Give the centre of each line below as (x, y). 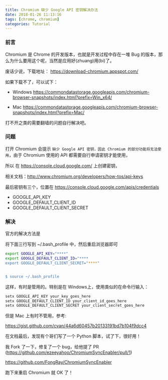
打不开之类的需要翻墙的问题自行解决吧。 (47, 122)
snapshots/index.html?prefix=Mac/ (48, 112)
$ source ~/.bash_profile (32, 277)
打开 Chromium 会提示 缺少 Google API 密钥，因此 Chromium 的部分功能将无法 (81, 149)
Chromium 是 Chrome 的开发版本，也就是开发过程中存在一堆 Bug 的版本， (82, 54)
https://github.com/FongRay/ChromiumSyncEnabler (58, 362)
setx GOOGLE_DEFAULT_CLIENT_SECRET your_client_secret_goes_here (75, 306)
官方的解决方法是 (23, 233)
